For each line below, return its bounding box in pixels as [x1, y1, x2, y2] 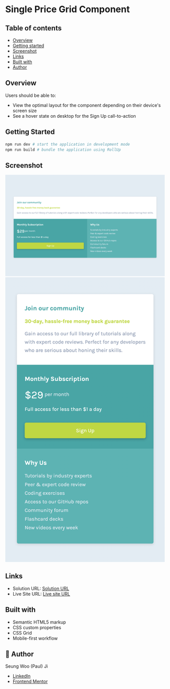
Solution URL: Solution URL [12, 585, 69, 592]
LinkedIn [12, 673, 31, 679]
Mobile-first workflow [12, 635, 58, 641]
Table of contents [5, 24, 62, 32]
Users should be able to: [5, 92, 57, 98]
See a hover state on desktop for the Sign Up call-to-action [12, 113, 136, 119]
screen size [12, 108, 37, 114]
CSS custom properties [12, 624, 62, 630]
